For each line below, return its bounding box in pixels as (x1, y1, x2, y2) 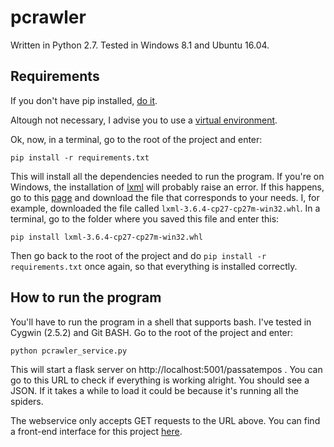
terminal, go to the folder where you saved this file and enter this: (10, 212, 280, 225)
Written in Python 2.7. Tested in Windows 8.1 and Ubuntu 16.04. (10, 39, 270, 51)
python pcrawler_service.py (10, 346, 128, 356)
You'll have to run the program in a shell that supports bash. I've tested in (10, 316, 312, 328)
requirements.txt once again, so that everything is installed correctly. (10, 260, 298, 272)
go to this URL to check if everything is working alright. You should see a (10, 374, 310, 386)
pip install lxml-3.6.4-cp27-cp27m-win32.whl (10, 232, 203, 242)
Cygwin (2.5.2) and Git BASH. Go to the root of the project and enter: (10, 326, 294, 338)
